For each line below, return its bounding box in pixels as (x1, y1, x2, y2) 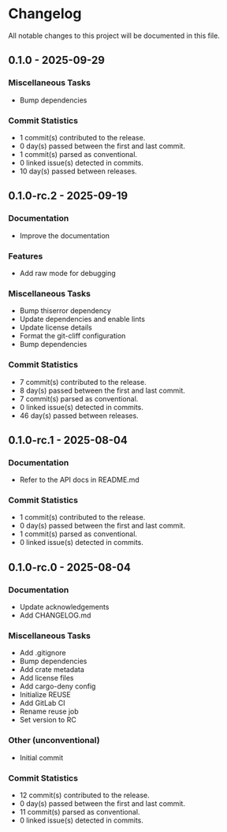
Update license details (19, 323, 92, 332)
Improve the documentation (19, 230, 110, 241)
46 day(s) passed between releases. (19, 411, 140, 420)
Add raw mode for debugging (19, 268, 116, 278)
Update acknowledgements (19, 603, 110, 612)
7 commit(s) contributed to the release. (19, 377, 147, 386)
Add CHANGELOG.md (19, 610, 91, 620)
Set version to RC (19, 715, 76, 725)
